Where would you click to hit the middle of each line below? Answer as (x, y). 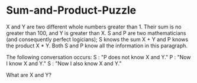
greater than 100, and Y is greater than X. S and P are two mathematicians (96, 33)
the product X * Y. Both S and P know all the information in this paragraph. (97, 46)
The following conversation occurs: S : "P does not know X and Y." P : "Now (98, 57)
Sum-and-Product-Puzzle (71, 10)
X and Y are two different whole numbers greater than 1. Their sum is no (94, 27)
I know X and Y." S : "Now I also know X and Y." (64, 63)
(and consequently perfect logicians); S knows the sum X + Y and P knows (97, 39)
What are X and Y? (29, 75)
